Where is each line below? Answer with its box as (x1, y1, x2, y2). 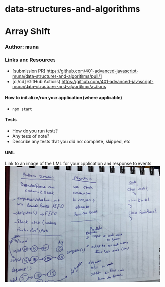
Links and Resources (5, 57, 56, 63)
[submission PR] (12, 68, 46, 74)
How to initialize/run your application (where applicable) (5, 95, 122, 101)
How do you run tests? (12, 128, 58, 134)
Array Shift (5, 26, 51, 37)
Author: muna (5, 43, 39, 50)
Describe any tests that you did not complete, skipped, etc (12, 139, 131, 144)
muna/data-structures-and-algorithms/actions (12, 84, 106, 89)
